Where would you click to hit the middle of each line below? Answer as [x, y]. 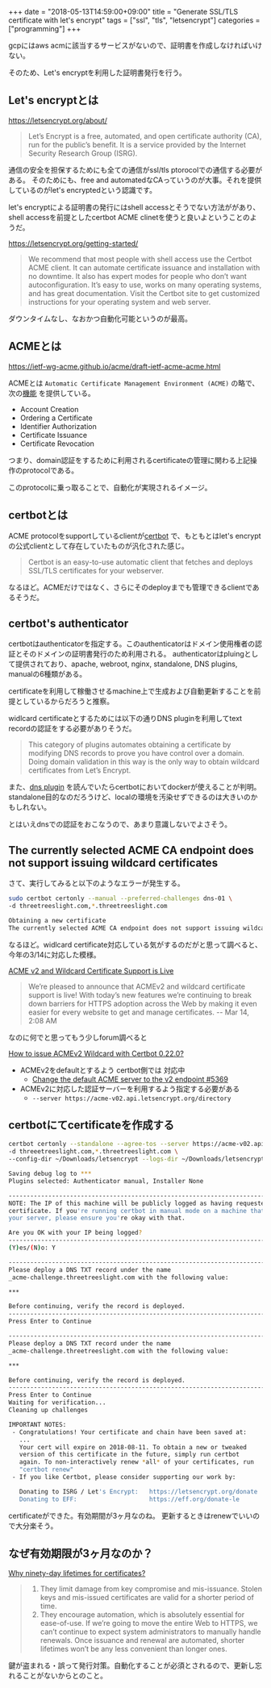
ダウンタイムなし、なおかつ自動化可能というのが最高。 [100, 319]
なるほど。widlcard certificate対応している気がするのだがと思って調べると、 [135, 944]
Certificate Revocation [57, 444]
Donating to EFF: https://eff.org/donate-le [129, 1499]
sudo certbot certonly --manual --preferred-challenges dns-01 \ [120, 898]
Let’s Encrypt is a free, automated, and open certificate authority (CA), [145, 135]
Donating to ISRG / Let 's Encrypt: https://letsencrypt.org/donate [138, 1491]
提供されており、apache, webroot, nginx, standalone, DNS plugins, [126, 664]
